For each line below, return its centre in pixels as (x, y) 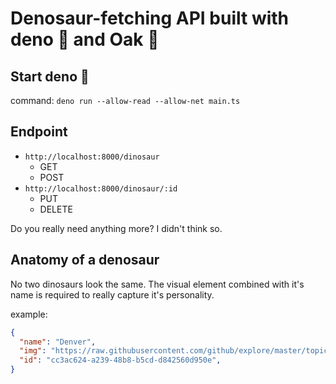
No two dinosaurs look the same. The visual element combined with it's (157, 284)
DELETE (56, 209)
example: (29, 314)
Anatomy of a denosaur (85, 260)
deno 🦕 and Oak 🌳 (85, 39)
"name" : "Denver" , (58, 342)
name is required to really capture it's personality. (112, 294)
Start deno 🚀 (50, 76)
